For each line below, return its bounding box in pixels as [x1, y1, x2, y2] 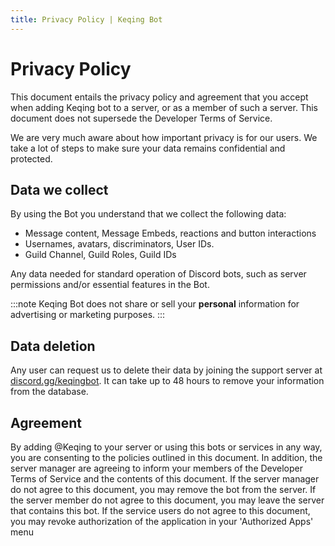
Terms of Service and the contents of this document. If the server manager [10, 473, 320, 485]
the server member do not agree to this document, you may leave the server [10, 494, 325, 506]
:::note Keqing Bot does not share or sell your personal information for [10, 298, 300, 310]
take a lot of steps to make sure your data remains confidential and [10, 142, 286, 154]
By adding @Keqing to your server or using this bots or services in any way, [10, 441, 323, 453]
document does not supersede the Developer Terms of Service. [10, 112, 273, 124]
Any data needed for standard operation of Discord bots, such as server [10, 268, 307, 280]
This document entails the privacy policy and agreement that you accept [10, 91, 309, 103]
